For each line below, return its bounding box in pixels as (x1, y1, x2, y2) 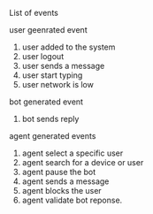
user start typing (21, 70, 83, 80)
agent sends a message (21, 176, 110, 187)
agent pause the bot (21, 167, 96, 177)
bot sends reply (21, 114, 80, 124)
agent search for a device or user (21, 157, 144, 167)
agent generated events (9, 131, 96, 141)
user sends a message (21, 61, 105, 71)
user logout (21, 51, 65, 61)
